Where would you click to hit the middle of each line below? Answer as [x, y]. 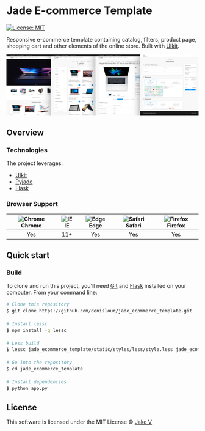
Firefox [176, 225]
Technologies [27, 150]
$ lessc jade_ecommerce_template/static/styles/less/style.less [90, 350]
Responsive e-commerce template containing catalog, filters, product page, [102, 39]
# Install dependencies [37, 382]
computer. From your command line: [52, 293]
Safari [134, 225]
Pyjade [24, 182]
